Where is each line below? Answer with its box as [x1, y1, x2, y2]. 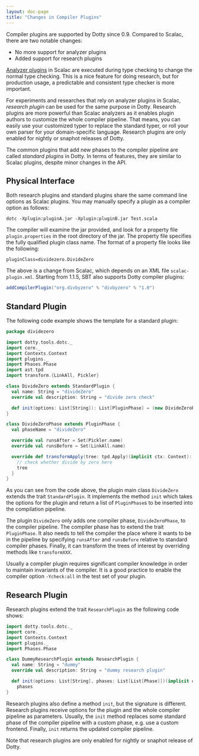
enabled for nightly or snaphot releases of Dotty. [6, 134, 124, 141]
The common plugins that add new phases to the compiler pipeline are [6, 146, 179, 153]
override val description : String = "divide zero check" [11, 394, 155, 400]
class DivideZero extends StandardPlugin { [6, 383, 115, 389]
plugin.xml [6, 275, 33, 281]
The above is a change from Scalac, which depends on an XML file [6, 267, 170, 274]
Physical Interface [6, 176, 75, 186]
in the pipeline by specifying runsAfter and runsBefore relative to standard [6, 536, 188, 543]
